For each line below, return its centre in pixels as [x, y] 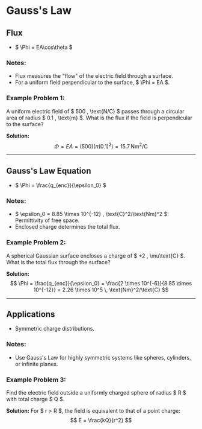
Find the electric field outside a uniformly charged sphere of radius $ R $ [96, 393]
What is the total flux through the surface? [58, 262]
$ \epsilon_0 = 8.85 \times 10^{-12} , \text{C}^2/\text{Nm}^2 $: [92, 214]
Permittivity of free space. [47, 220]
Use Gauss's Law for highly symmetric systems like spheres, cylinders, [103, 357]
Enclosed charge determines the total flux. [67, 227]
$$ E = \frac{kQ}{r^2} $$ [101, 421]
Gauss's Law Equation [49, 170]
